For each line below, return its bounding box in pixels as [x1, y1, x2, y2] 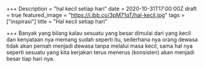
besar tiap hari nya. [6, 55, 55, 62]
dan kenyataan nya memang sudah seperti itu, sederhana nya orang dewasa [6, 36, 198, 43]
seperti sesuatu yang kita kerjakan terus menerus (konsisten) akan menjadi [6, 49, 195, 56]
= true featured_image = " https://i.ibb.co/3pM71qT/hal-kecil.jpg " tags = [6, 11, 185, 19]
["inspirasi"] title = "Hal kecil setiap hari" [6, 18, 108, 25]
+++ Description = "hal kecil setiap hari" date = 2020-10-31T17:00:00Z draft [6, 5, 197, 12]
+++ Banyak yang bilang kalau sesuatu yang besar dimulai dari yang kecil [6, 29, 191, 37]
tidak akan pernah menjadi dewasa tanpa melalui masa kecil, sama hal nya [6, 42, 193, 49]
